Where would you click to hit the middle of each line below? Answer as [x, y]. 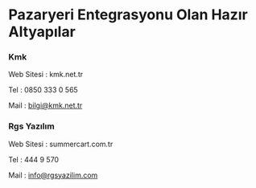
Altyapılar [42, 32]
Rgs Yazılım [31, 126]
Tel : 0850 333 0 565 [43, 90]
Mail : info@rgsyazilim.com [53, 175]
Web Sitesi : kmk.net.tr [45, 75]
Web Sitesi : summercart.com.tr [61, 144]
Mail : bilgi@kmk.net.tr [45, 105]
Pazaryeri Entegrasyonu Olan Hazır [128, 15]
